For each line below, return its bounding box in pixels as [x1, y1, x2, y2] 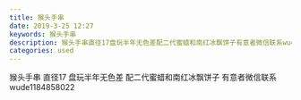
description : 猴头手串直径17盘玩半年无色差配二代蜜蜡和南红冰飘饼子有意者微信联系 [9, 37, 283, 47]
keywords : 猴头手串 [9, 29, 77, 38]
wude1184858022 [9, 82, 75, 93]
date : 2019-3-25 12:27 [9, 21, 94, 30]
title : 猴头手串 [9, 12, 64, 22]
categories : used [9, 46, 74, 55]
